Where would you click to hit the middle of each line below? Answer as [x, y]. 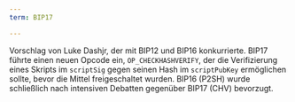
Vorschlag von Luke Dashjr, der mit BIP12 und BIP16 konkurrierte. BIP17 [139, 51]
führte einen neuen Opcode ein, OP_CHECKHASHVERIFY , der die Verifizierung [144, 59]
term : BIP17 [31, 17]
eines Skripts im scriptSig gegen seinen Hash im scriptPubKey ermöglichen [148, 69]
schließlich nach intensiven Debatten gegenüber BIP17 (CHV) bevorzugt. [141, 88]
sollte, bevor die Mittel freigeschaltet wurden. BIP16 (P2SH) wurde [130, 78]
